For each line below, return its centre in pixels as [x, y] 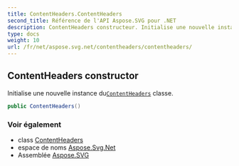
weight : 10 [23, 41]
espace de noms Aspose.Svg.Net [67, 147]
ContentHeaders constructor [73, 76]
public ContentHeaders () [44, 106]
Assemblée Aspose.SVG [53, 155]
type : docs [23, 34]
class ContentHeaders [51, 140]
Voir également [34, 124]
